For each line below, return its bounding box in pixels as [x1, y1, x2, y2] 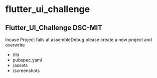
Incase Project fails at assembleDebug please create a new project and [5, 36, 152, 42]
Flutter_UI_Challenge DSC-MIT [5, 23, 103, 32]
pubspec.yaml [12, 57, 42, 63]
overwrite [5, 42, 25, 48]
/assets [12, 62, 28, 68]
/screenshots [12, 67, 40, 73]
